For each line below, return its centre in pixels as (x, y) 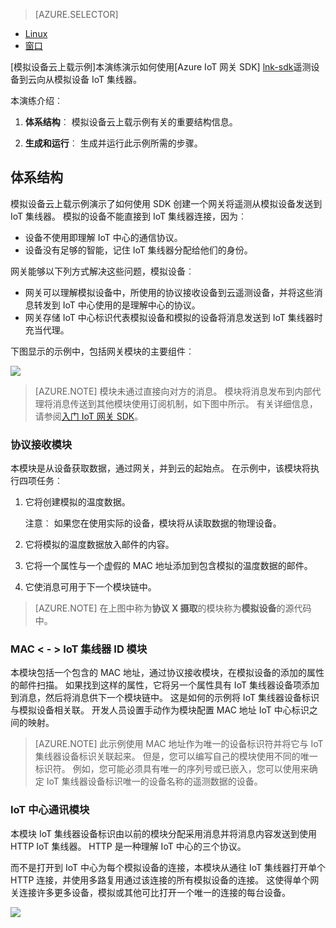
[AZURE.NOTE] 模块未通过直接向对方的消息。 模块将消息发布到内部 (173, 391)
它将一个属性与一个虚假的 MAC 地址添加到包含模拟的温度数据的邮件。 (168, 566)
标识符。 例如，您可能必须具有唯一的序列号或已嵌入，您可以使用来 (172, 769)
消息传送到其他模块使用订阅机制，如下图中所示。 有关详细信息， (185, 403)
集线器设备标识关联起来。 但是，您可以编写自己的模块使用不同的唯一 (176, 756)
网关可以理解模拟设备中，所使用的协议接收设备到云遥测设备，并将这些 (169, 292)
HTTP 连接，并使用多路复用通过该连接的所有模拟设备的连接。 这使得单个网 (165, 880)
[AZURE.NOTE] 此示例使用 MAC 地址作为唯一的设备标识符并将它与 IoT (179, 744)
